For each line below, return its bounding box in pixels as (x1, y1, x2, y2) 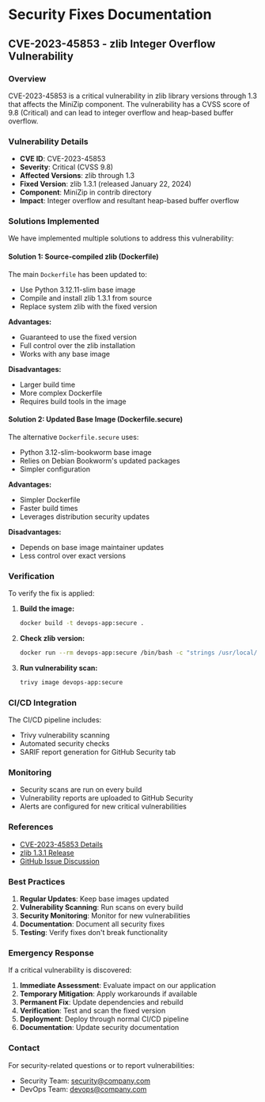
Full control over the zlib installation (19, 340, 136, 350)
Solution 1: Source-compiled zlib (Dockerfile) (8, 252, 160, 262)
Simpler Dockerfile (19, 494, 81, 504)
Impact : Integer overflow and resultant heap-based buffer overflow (19, 196, 240, 206)
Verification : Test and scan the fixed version (19, 1006, 166, 1016)
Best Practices (8, 876, 66, 887)
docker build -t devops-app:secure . (19, 619, 145, 627)
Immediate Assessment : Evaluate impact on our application (19, 981, 216, 990)
